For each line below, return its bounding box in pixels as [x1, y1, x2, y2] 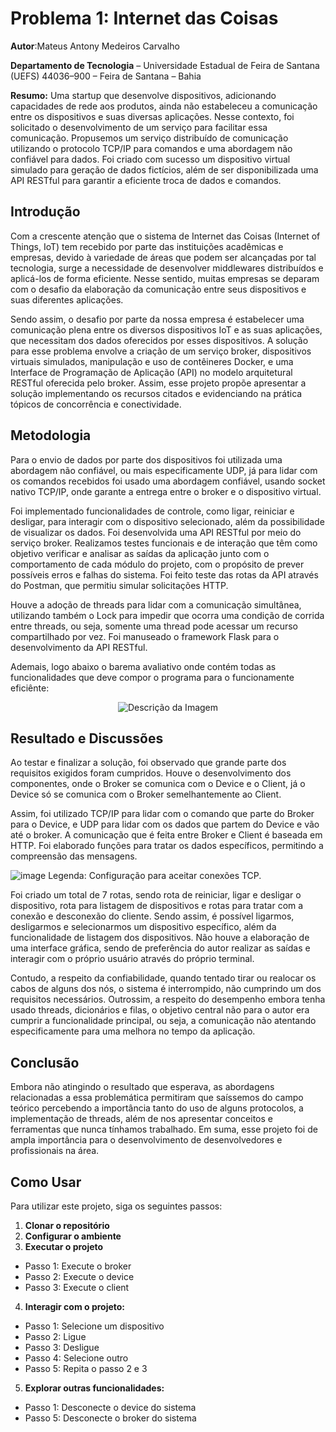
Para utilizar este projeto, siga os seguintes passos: [10, 1200, 223, 1212]
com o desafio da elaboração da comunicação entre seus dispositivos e [10, 283, 307, 295]
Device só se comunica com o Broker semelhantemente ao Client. [10, 788, 282, 801]
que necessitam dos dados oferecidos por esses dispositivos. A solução [10, 334, 309, 346]
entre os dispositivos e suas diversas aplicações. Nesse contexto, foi [10, 110, 295, 122]
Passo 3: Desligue [24, 1342, 100, 1353]
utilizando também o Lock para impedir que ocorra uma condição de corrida [10, 609, 325, 621]
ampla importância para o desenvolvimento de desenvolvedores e [10, 1134, 283, 1146]
